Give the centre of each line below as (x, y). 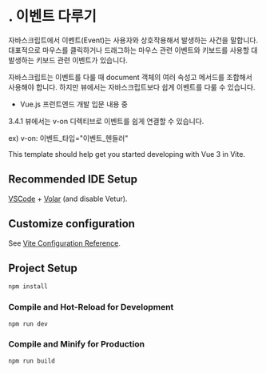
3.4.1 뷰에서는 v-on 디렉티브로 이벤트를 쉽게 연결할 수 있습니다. (106, 121)
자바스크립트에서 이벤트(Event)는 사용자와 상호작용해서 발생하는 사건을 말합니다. (133, 40)
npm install (28, 287)
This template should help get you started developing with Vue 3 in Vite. (127, 154)
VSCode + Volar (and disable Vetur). (68, 199)
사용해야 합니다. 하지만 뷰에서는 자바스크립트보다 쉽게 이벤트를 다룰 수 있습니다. (132, 87)
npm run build (32, 361)
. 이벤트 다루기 (53, 16)
